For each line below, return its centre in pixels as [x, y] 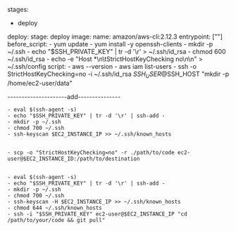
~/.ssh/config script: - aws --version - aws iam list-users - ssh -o [102, 66]
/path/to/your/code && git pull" [56, 220]
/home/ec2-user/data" [40, 83]
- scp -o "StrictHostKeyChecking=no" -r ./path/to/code [91, 152]
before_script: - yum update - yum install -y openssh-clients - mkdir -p [110, 44]
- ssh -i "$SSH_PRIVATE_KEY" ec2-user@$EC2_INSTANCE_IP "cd [98, 214]
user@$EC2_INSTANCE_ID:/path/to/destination [74, 159]
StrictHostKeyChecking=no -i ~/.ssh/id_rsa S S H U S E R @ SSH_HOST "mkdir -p [118, 74]
